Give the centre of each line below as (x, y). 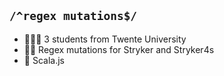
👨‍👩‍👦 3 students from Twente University (105, 39)
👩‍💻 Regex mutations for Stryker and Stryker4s (119, 49)
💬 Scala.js (44, 60)
